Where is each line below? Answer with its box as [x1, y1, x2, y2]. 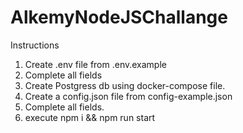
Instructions [10, 39, 60, 51]
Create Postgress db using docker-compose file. [24, 79, 226, 91]
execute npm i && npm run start [24, 111, 156, 123]
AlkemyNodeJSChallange [10, 6, 228, 29]
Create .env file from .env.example [24, 58, 167, 70]
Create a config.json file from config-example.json [24, 90, 233, 102]
